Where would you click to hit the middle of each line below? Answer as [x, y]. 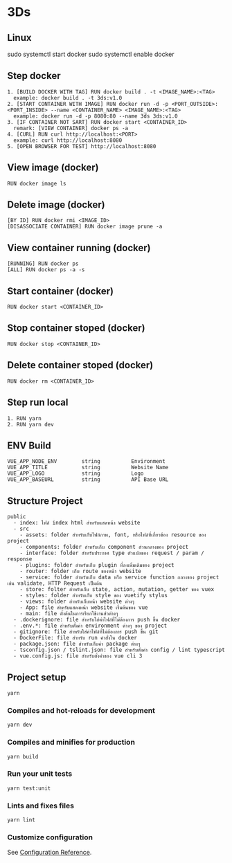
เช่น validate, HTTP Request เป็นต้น [55, 583]
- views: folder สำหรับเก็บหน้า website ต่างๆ [77, 602]
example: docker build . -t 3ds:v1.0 [68, 98]
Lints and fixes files [41, 806]
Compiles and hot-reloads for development [81, 710]
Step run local [38, 402]
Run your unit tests [40, 774]
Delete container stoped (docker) [80, 365]
